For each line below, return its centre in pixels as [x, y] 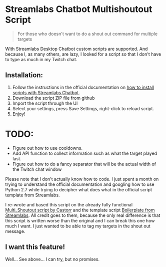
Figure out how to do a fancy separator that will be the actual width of [84, 164]
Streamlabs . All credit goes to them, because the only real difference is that [83, 215]
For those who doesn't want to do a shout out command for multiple [87, 34]
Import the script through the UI [45, 103]
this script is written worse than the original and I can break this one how [80, 220]
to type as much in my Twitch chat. [41, 59]
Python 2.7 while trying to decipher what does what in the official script [79, 189]
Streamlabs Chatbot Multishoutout [79, 9]
